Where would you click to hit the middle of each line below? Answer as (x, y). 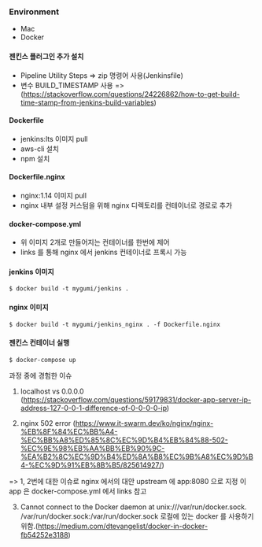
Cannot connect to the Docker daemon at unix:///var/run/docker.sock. (133, 507)
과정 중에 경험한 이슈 (41, 375)
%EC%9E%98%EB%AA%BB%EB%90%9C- (92, 448)
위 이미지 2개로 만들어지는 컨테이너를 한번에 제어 (95, 242)
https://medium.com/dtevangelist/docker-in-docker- (122, 526)
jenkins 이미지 (31, 272)
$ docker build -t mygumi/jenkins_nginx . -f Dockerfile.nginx (115, 324)
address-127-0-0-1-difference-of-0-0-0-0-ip (94, 408)
